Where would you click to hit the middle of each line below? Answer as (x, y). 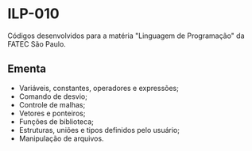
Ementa (27, 69)
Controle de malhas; (52, 104)
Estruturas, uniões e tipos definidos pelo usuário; (99, 130)
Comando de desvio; (53, 96)
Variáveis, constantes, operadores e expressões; (99, 88)
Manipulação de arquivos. (61, 138)
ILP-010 (34, 14)
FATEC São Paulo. (37, 43)
